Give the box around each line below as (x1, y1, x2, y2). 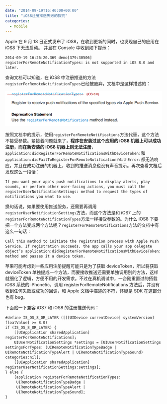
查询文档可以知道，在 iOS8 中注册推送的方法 (5, 74, 96, 80)
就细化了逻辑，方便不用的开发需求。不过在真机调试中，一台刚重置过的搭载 (5, 275, 158, 281)
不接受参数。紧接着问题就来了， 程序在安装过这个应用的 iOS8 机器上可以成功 (5, 137, 162, 143)
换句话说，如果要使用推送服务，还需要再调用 (5, 203, 97, 209)
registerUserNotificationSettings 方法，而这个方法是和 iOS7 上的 (5, 209, 141, 215)
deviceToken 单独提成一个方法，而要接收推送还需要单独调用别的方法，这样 (5, 269, 159, 275)
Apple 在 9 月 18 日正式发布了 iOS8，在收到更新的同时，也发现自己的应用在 (5, 39, 159, 45)
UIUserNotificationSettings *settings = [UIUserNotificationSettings (14, 340, 162, 345)
